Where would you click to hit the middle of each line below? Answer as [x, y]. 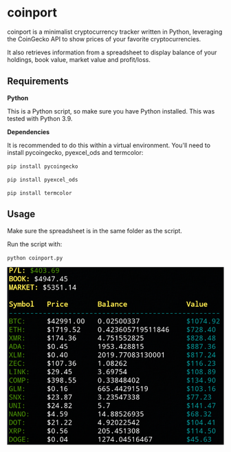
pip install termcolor [40, 193]
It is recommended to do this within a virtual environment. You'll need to [109, 145]
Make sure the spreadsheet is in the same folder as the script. [95, 230]
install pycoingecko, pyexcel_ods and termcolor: [75, 152]
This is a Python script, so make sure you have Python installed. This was [111, 111]
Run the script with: [35, 244]
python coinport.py [35, 258]
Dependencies [29, 131]
